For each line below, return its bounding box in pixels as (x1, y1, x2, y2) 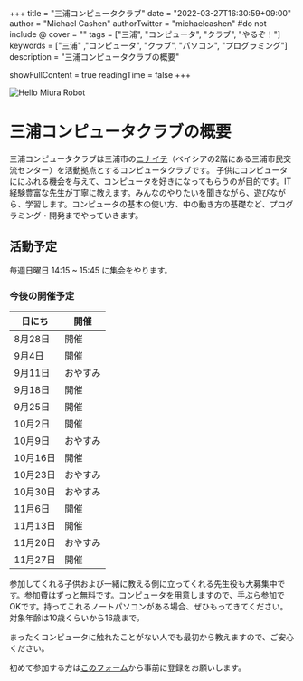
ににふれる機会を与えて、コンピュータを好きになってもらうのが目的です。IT (9, 176, 292, 187)
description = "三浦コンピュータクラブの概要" (9, 52, 180, 62)
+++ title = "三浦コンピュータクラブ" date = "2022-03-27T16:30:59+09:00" (9, 8, 292, 18)
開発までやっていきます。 (48, 209, 143, 220)
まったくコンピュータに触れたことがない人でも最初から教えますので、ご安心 (9, 632, 294, 643)
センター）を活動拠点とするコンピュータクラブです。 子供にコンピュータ (16, 164, 289, 175)
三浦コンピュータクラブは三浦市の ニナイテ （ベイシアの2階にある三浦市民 (9, 153, 284, 164)
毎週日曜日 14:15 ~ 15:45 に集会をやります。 (9, 264, 173, 275)
